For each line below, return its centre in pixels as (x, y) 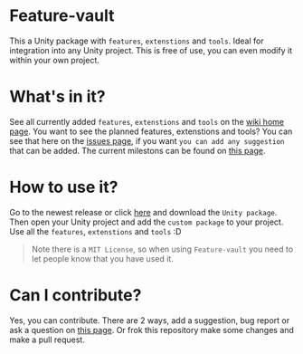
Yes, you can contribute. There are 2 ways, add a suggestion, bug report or (150, 320)
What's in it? (57, 97)
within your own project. (54, 60)
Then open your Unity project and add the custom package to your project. (147, 222)
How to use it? (64, 187)
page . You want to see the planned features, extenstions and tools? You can (151, 131)
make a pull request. (47, 340)
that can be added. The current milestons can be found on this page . (137, 150)
